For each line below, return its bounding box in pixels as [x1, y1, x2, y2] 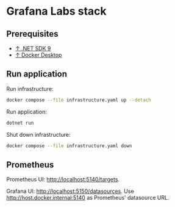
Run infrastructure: [6, 85, 54, 92]
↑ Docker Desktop [15, 51, 62, 59]
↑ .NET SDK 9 [15, 45, 51, 52]
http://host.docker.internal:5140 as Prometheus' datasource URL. [6, 194, 170, 202]
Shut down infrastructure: [6, 131, 71, 138]
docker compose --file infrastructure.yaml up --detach [6, 96, 151, 103]
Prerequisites [6, 29, 59, 39]
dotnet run [6, 120, 34, 126]
